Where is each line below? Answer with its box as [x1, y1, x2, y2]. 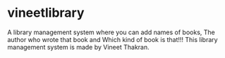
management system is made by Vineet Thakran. [7, 43, 150, 51]
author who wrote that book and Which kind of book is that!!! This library [7, 35, 218, 43]
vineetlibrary [7, 5, 85, 21]
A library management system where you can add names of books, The [7, 28, 215, 36]
